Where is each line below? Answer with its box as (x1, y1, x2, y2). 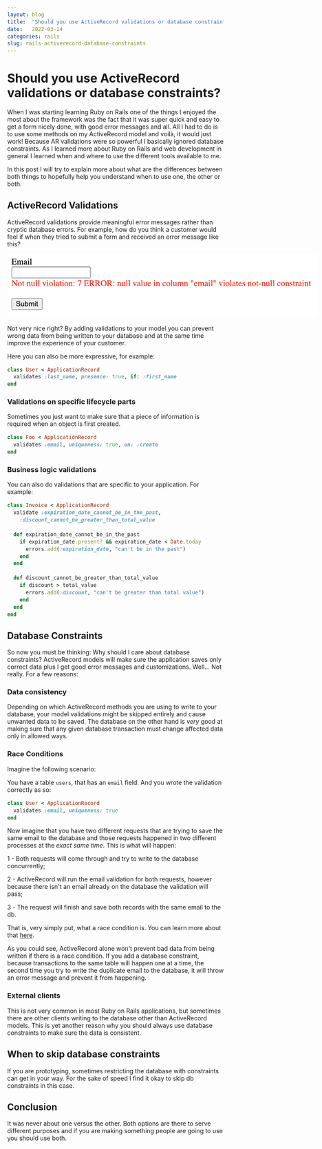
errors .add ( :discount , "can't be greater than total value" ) (25, 589, 205, 596)
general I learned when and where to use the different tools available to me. (7, 152, 222, 160)
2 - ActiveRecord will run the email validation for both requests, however (7, 875, 212, 883)
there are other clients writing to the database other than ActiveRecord (7, 1013, 208, 1022)
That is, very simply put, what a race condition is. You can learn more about (7, 924, 222, 932)
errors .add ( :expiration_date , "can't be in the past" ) (25, 546, 186, 552)
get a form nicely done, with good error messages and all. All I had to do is (7, 122, 218, 131)
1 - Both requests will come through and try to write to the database (7, 855, 199, 863)
